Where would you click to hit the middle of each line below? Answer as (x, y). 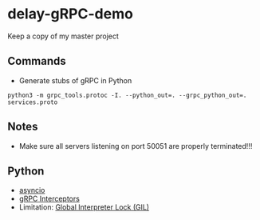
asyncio (32, 190)
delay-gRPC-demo (70, 14)
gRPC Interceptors (49, 199)
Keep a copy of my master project (63, 36)
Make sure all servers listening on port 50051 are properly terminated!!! (136, 146)
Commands (37, 61)
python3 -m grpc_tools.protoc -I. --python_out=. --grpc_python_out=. (127, 95)
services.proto (33, 102)
